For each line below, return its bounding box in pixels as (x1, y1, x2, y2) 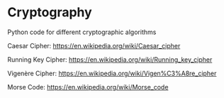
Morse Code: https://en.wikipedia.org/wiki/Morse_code (7, 82, 169, 91)
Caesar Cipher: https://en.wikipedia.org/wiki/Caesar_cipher (7, 41, 181, 50)
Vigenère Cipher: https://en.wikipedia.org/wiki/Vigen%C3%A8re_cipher (7, 69, 217, 77)
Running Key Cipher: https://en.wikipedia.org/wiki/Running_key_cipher (7, 55, 213, 64)
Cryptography (7, 4, 92, 21)
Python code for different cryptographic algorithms (7, 28, 157, 36)
